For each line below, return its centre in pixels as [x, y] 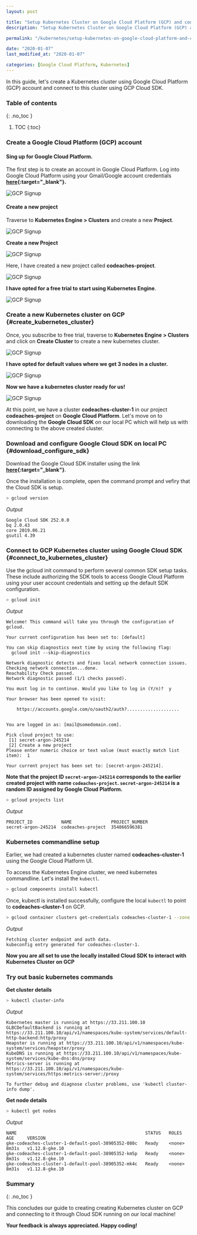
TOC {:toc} [28, 127]
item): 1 [18, 756]
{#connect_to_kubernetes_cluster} [57, 558]
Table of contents [32, 103]
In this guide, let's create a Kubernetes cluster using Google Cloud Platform [97, 81]
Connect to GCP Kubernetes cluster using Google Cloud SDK [94, 550]
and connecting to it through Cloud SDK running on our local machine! [91, 1214]
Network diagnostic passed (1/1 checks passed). [67, 679]
